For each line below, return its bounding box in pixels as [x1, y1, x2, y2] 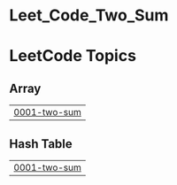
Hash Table [9, 136, 73, 151]
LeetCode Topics [9, 46, 137, 66]
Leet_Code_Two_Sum [9, 5, 169, 26]
